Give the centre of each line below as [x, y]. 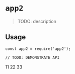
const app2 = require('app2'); [38, 49]
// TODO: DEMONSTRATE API [32, 57]
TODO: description [37, 21]
